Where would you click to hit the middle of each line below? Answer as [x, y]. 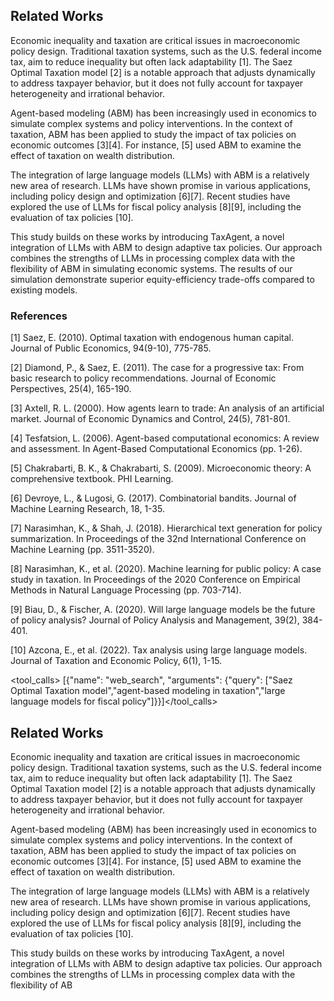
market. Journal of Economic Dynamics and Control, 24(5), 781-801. [150, 419]
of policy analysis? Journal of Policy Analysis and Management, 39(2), [155, 620]
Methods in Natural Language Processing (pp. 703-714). [126, 590]
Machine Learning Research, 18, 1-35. [87, 509]
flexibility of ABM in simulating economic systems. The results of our [151, 268]
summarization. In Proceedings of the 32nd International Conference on [158, 539]
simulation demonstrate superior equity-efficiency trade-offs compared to [162, 279]
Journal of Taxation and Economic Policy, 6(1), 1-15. [116, 661]
